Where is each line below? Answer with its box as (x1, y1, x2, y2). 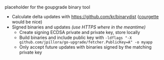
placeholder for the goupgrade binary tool (4, 4, 90, 10)
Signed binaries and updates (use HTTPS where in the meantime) (11, 24, 146, 30)
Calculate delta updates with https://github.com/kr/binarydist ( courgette (11, 14, 159, 19)
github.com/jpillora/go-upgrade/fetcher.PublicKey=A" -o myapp (19, 40, 153, 45)
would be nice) (11, 19, 43, 25)
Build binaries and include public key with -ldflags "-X (19, 34, 132, 40)
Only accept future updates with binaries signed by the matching (19, 44, 152, 50)
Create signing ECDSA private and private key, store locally (19, 30, 140, 35)
